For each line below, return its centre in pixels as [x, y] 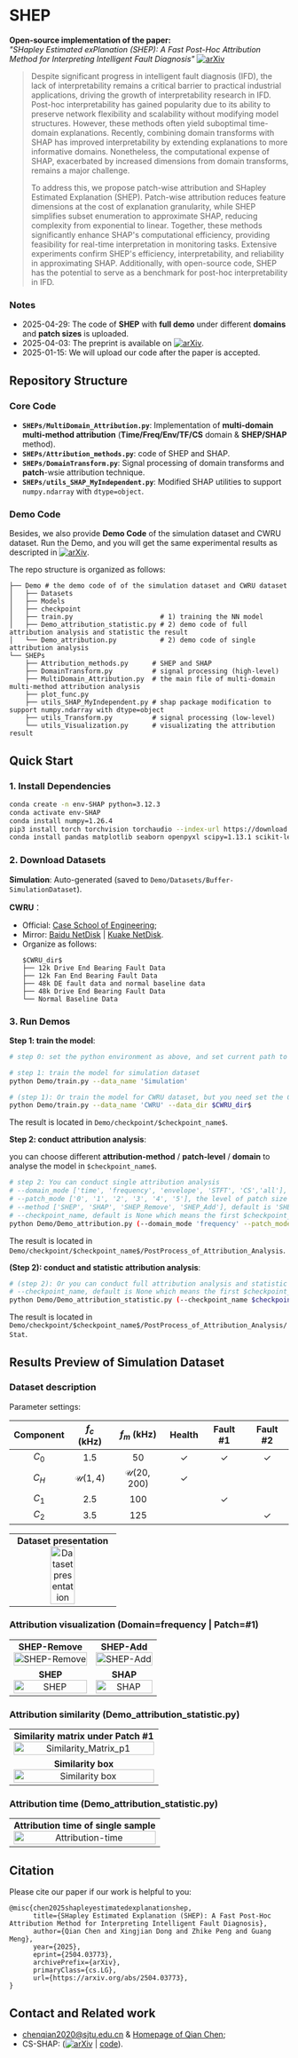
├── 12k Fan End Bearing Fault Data [90, 976]
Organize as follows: [59, 944]
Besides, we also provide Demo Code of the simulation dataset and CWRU [145, 534]
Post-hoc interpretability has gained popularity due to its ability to [151, 104]
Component [39, 1435]
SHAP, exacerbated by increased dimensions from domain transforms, [160, 161]
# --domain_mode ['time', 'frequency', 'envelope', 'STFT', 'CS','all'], [149, 1191]
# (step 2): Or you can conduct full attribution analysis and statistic [149, 1284]
